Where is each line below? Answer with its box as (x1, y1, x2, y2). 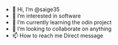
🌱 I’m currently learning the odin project (12, 19, 112, 26)
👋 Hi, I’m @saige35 (12, 6, 60, 13)
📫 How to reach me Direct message (12, 32, 103, 39)
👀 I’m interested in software (12, 12, 81, 19)
